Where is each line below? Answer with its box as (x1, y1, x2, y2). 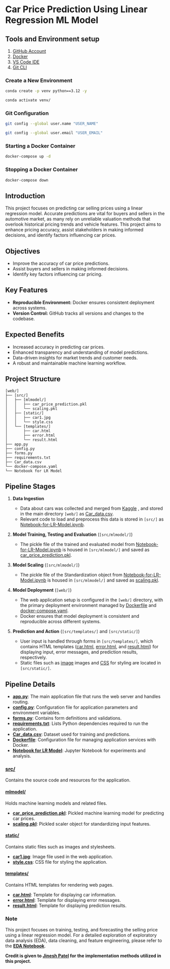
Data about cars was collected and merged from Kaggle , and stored (20, 505, 163, 511)
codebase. (12, 315, 35, 321)
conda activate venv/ (5, 98, 51, 103)
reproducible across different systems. (20, 619, 101, 625)
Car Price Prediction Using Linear (5, 4, 148, 15)
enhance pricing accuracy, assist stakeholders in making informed (5, 227, 144, 233)
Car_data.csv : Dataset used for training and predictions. (12, 731, 131, 738)
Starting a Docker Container (5, 142, 76, 149)
